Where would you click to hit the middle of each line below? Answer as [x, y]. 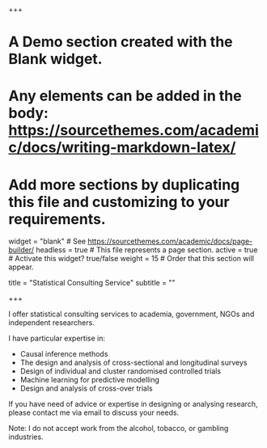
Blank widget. [55, 59]
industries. [26, 437]
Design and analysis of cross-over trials [86, 388]
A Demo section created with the [121, 42]
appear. [21, 267]
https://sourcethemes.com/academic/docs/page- [170, 241]
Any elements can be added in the [125, 96]
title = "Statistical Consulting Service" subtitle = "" [92, 283]
